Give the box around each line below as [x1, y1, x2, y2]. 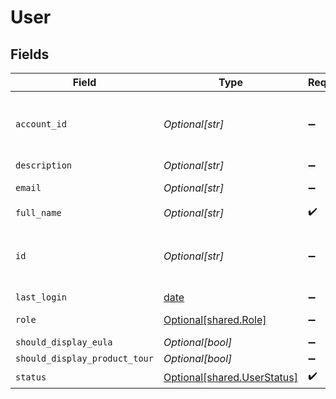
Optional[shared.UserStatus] [163, 370, 299, 384]
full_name [15, 207, 62, 218]
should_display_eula [15, 337, 113, 348]
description [15, 160, 73, 171]
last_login [15, 292, 67, 303]
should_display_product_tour [15, 353, 154, 364]
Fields [10, 46, 50, 63]
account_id [15, 119, 67, 130]
